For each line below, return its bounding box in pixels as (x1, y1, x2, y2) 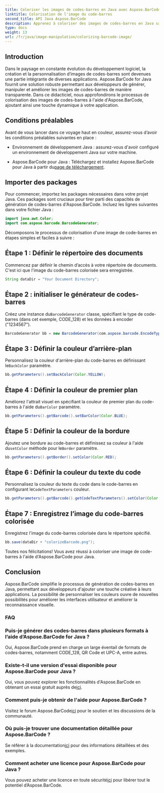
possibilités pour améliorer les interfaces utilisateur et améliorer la (5, 596, 138, 602)
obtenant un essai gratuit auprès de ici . (5, 684, 82, 690)
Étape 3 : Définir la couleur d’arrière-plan (5, 344, 132, 353)
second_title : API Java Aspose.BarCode (5, 16, 86, 21)
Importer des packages (5, 178, 78, 186)
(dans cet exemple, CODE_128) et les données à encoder (19, 316, 133, 322)
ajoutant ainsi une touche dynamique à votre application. (5, 102, 119, 108)
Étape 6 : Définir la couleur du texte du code (5, 468, 141, 476)
